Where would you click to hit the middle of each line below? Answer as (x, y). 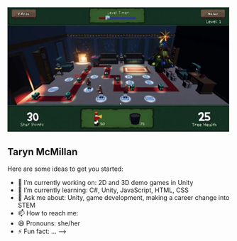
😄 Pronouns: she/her (49, 223)
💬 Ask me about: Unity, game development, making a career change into (123, 198)
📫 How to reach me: (48, 213)
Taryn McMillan (43, 152)
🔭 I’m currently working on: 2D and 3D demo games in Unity (105, 183)
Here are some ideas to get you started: (66, 169)
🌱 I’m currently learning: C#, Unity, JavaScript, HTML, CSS (103, 190)
